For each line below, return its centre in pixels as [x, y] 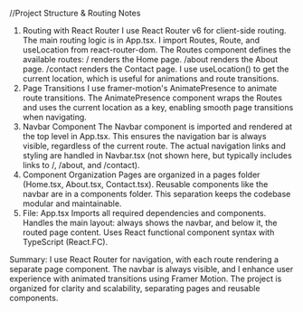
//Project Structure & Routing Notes [75, 13]
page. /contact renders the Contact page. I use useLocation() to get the [156, 69]
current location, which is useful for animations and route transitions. [151, 79]
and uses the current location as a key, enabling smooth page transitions [158, 107]
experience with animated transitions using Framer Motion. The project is [146, 279]
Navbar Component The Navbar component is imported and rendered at [157, 127]
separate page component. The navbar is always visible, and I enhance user [151, 269]
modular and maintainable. [72, 203]
